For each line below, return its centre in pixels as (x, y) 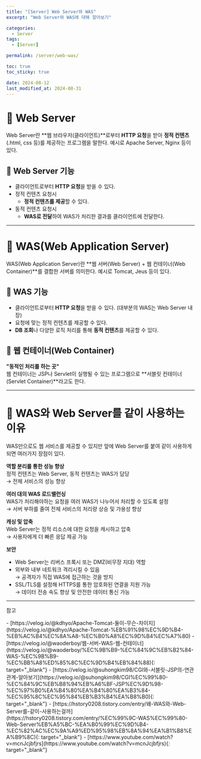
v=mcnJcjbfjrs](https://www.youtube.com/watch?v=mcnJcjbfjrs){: (88, 743)
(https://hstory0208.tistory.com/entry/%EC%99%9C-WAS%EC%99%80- (97, 718)
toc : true (19, 66)
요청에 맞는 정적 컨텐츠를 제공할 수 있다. (61, 322)
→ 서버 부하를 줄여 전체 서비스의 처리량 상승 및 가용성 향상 (74, 509)
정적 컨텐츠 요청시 (36, 194)
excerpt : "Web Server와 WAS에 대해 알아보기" (59, 17)
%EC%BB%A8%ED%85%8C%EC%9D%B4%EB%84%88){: (81, 663)
